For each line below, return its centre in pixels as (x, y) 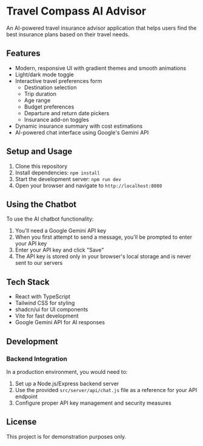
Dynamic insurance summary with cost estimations (79, 126)
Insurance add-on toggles (56, 119)
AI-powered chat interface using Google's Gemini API (82, 132)
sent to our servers (39, 263)
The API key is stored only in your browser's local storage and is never (103, 256)
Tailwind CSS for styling (45, 303)
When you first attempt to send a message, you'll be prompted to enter (104, 237)
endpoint (26, 396)
